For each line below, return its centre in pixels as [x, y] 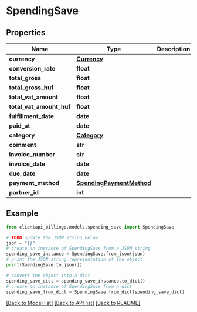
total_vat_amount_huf [40, 107]
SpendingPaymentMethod [113, 183]
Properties [26, 33]
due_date [22, 173]
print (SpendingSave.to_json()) [44, 265]
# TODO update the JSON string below [52, 237]
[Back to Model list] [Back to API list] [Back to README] [73, 303]
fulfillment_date [32, 116]
